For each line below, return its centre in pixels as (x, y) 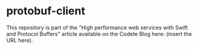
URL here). (20, 40)
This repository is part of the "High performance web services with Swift (97, 27)
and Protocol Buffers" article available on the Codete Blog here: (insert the (99, 33)
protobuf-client (46, 11)
